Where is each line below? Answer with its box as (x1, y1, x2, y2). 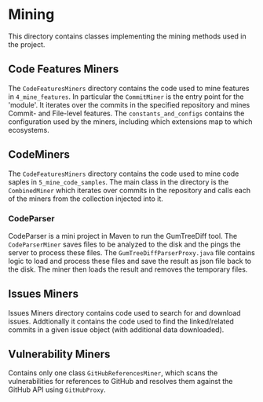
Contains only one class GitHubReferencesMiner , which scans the (8, 368, 218, 378)
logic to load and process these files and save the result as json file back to (8, 256, 252, 265)
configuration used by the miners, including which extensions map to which (8, 116, 253, 126)
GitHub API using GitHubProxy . (8, 385, 106, 394)
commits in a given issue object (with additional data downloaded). (8, 324, 225, 334)
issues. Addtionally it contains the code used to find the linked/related (8, 316, 234, 326)
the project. (8, 39, 46, 49)
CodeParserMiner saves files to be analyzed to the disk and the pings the (8, 239, 241, 249)
